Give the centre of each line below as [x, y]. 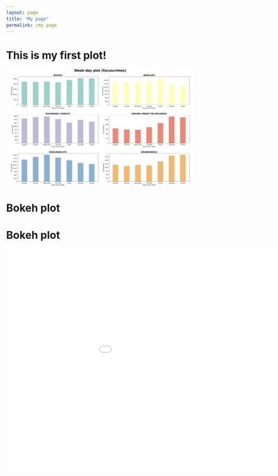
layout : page [22, 12]
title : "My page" [28, 19]
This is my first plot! [56, 55]
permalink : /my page [32, 25]
